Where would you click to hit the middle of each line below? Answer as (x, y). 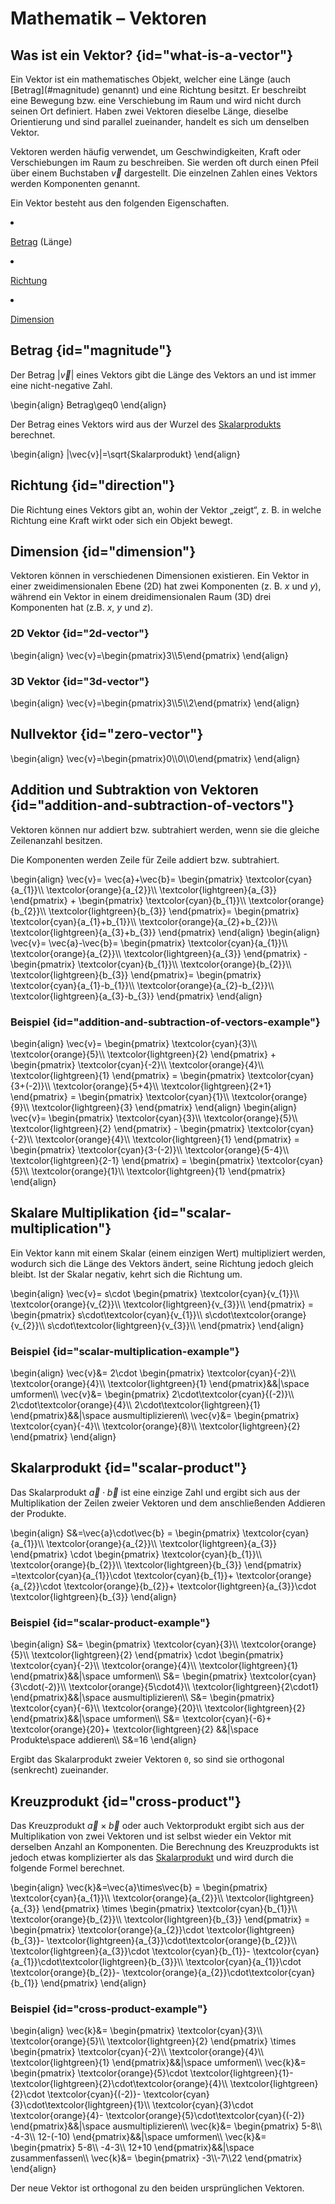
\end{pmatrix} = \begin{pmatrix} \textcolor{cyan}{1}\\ (120, 1096)
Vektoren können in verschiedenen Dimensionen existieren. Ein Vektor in (160, 576)
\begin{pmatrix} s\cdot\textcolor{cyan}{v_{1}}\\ (106, 1314)
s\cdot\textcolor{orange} (255, 1314)
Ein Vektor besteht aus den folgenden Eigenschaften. (120, 203)
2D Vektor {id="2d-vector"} (80, 634)
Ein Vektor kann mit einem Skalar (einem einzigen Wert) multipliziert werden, (168, 1253)
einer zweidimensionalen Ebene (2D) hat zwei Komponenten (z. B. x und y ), (166, 586)
